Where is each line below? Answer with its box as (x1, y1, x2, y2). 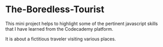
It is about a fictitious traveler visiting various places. (5, 36, 116, 42)
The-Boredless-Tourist (5, 4, 105, 15)
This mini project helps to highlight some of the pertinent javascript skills (5, 20, 158, 27)
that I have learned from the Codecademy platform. (5, 26, 113, 32)
